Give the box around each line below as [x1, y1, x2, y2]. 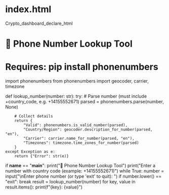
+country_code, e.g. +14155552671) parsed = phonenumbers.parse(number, [5, 99, 164, 105]
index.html [5, 4, 52, 15]
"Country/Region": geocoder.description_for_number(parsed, [23, 127, 153, 132]
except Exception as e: [5, 149, 56, 154]
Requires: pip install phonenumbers [5, 61, 158, 73]
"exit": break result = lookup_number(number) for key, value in [5, 179, 136, 185]
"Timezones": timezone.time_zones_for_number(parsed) [23, 140, 139, 145]
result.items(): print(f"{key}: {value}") [5, 184, 82, 190]
